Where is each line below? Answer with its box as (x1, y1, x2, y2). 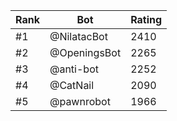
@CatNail (49, 79, 95, 92)
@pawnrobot (49, 95, 111, 108)
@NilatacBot (49, 30, 108, 43)
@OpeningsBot (49, 46, 122, 59)
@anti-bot (49, 62, 99, 76)
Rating (130, 13, 163, 26)
